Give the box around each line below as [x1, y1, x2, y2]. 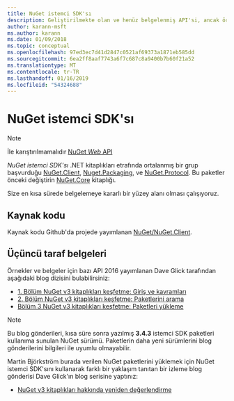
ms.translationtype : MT [7, 62, 77, 69]
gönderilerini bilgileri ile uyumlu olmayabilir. [7, 343, 132, 352]
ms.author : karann [7, 29, 61, 37]
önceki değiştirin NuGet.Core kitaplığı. [7, 176, 116, 184]
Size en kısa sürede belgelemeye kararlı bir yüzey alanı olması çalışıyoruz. [7, 189, 219, 198]
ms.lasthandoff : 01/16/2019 [7, 74, 89, 82]
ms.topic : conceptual [7, 42, 70, 49]
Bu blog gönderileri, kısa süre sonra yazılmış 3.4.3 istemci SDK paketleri [7, 329, 214, 337]
